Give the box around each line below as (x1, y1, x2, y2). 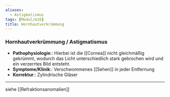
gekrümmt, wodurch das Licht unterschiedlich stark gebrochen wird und (12, 55, 163, 61)
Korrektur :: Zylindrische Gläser (12, 72, 78, 78)
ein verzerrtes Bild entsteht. (12, 60, 71, 67)
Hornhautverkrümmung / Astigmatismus (5, 39, 108, 46)
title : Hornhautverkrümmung (5, 21, 65, 27)
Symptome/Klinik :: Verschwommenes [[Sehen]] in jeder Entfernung (12, 66, 155, 72)
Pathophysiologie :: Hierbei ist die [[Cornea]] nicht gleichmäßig (12, 50, 145, 56)
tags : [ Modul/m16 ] (5, 17, 44, 22)
